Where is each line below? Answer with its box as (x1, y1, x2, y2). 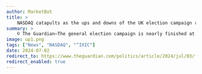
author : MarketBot (6, 8, 52, 15)
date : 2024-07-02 (6, 48, 50, 54)
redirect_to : (6, 53, 39, 59)
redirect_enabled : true (6, 58, 66, 64)
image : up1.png (6, 36, 44, 42)
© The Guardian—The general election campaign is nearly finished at (17, 31, 195, 37)
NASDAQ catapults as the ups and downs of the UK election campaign (17, 20, 192, 26)
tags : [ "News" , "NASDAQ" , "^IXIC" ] (6, 42, 96, 48)
